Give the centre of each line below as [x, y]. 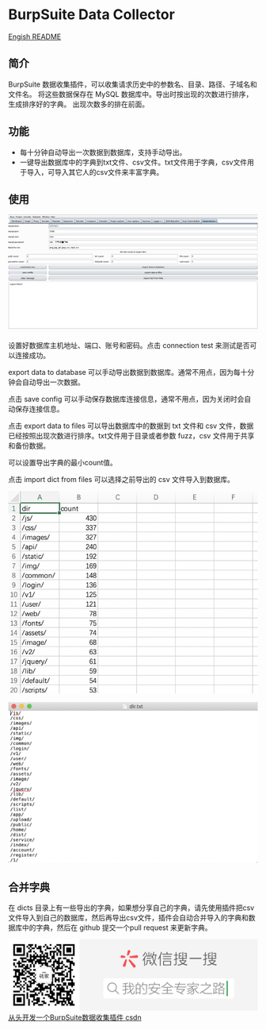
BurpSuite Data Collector [92, 15]
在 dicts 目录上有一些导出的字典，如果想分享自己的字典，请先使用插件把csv [131, 908]
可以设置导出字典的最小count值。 [63, 463]
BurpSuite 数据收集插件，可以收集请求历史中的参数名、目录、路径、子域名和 [133, 84]
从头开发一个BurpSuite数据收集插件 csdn [75, 1017]
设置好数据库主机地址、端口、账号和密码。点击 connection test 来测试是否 [129, 345]
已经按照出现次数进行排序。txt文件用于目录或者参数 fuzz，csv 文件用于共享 [131, 436]
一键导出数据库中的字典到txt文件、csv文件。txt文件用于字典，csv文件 [133, 162]
